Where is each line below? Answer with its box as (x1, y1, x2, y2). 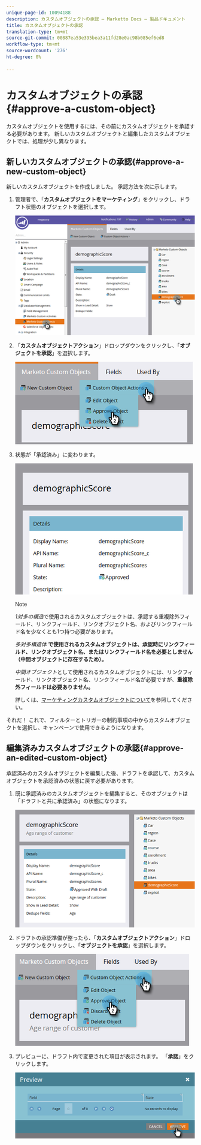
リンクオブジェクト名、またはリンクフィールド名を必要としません (31, 648, 193, 655)
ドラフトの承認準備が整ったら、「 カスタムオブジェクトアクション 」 (14, 934, 181, 942)
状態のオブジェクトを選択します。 (25, 203, 109, 211)
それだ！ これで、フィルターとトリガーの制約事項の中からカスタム (6, 716, 170, 723)
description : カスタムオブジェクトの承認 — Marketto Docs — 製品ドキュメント (6, 16, 185, 22)
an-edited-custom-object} (6, 753, 108, 763)
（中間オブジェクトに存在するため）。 (14, 656, 107, 663)
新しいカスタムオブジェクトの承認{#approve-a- (6, 157, 184, 167)
